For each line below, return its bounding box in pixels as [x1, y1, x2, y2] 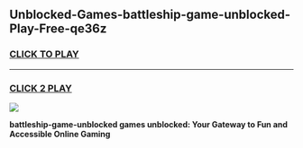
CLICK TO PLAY [9, 48, 79, 61]
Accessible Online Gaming [9, 128, 111, 139]
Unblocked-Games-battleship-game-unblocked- [9, 7, 291, 22]
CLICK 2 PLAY [9, 82, 72, 94]
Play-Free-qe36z [9, 22, 107, 37]
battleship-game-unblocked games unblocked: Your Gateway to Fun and [9, 118, 289, 129]
